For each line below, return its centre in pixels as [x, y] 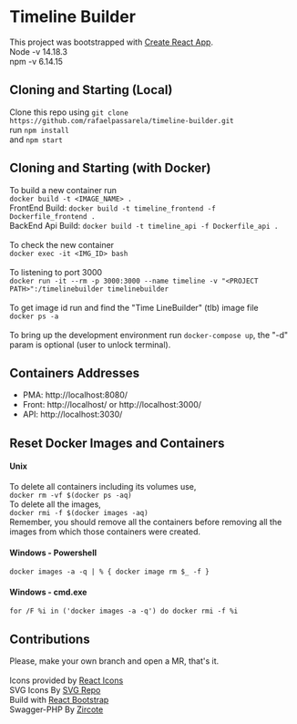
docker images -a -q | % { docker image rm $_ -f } [109, 572]
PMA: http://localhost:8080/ [75, 395]
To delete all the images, [56, 504]
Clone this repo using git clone [69, 112]
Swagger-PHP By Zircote [56, 709]
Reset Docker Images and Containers [117, 443]
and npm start [36, 140]
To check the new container [62, 244]
